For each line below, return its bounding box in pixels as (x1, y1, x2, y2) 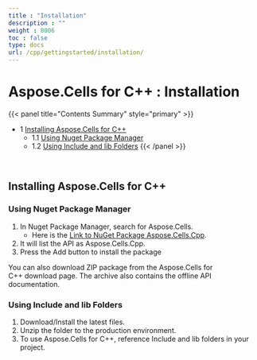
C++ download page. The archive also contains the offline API (8, 271, 212, 281)
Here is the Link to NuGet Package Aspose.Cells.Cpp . (31, 230, 207, 239)
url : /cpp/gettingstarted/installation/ (8, 48, 145, 56)
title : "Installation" (8, 11, 88, 20)
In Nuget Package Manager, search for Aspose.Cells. (19, 222, 193, 231)
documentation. (8, 279, 60, 288)
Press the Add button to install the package (19, 247, 162, 257)
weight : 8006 (8, 26, 56, 34)
